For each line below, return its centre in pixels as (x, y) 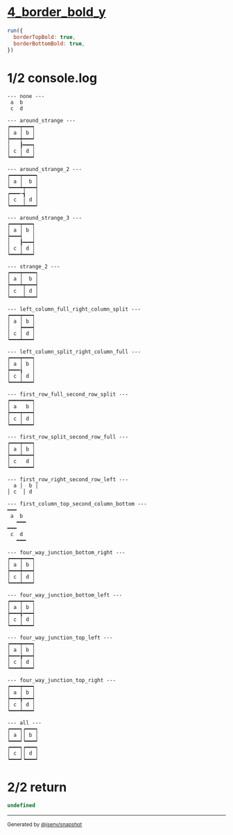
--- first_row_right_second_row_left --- (68, 480)
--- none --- (26, 97)
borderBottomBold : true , (49, 43)
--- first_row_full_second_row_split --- (68, 395)
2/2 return (37, 787)
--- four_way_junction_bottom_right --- (67, 553)
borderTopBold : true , (45, 37)
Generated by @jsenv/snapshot (45, 825)
